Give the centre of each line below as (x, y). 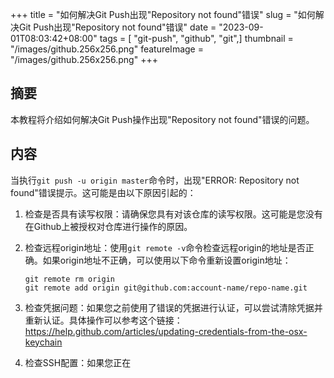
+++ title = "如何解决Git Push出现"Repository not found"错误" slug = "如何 (163, 14)
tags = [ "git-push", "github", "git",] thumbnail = (196, 38)
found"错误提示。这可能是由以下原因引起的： (103, 192)
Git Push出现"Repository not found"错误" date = (117, 27)
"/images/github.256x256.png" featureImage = (107, 49)
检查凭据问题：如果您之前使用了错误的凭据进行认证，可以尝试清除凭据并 (173, 307)
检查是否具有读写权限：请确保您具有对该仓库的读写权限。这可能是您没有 (173, 214)
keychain (43, 342)
